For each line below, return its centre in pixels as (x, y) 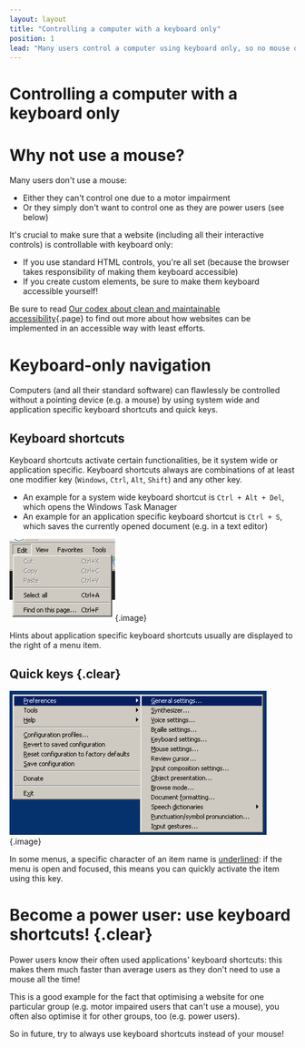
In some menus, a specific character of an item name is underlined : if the (146, 859)
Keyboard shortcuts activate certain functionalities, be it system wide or (144, 461)
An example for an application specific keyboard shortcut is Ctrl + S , (152, 517)
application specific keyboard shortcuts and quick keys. (114, 410)
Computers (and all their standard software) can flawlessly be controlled (145, 391)
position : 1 (32, 38)
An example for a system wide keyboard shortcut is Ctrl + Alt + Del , (153, 497)
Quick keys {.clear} (65, 674)
